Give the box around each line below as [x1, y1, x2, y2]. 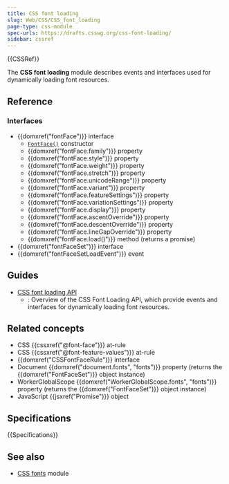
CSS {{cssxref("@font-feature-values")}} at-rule [17, 348, 156, 357]
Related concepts [7, 323, 84, 335]
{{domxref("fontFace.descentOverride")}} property [27, 220, 174, 228]
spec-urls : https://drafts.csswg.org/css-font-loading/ [7, 29, 172, 37]
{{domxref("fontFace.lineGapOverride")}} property [27, 227, 172, 236]
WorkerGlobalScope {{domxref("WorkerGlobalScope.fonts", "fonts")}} [17, 378, 217, 386]
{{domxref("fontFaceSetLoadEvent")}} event [17, 250, 145, 258]
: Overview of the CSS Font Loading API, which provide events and [27, 295, 218, 304]
